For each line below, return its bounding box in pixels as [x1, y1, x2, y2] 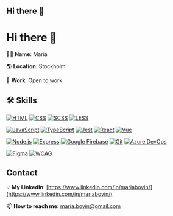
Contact [6, 167, 38, 178]
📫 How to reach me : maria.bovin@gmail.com [6, 202, 121, 210]
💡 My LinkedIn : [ [6, 183, 49, 190]
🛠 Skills [6, 95, 38, 105]
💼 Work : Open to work [6, 77, 63, 84]
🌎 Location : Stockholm [6, 63, 66, 70]
